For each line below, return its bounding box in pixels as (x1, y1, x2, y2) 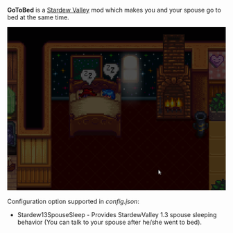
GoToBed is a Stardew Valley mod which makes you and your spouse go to (7, 6, 222, 14)
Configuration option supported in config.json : (7, 197, 140, 205)
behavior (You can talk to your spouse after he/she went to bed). (17, 218, 202, 226)
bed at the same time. (7, 13, 69, 21)
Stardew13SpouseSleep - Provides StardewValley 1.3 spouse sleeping (17, 211, 217, 218)
